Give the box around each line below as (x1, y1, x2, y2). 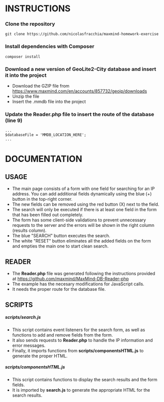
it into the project (5, 72, 47, 79)
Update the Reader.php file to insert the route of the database (5, 111, 154, 118)
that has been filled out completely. (12, 212, 83, 218)
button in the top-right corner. (12, 196, 72, 202)
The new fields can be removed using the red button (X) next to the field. (12, 201, 160, 207)
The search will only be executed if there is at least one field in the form (12, 207, 157, 213)
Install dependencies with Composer (5, 43, 94, 50)
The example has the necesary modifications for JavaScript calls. (12, 281, 144, 287)
